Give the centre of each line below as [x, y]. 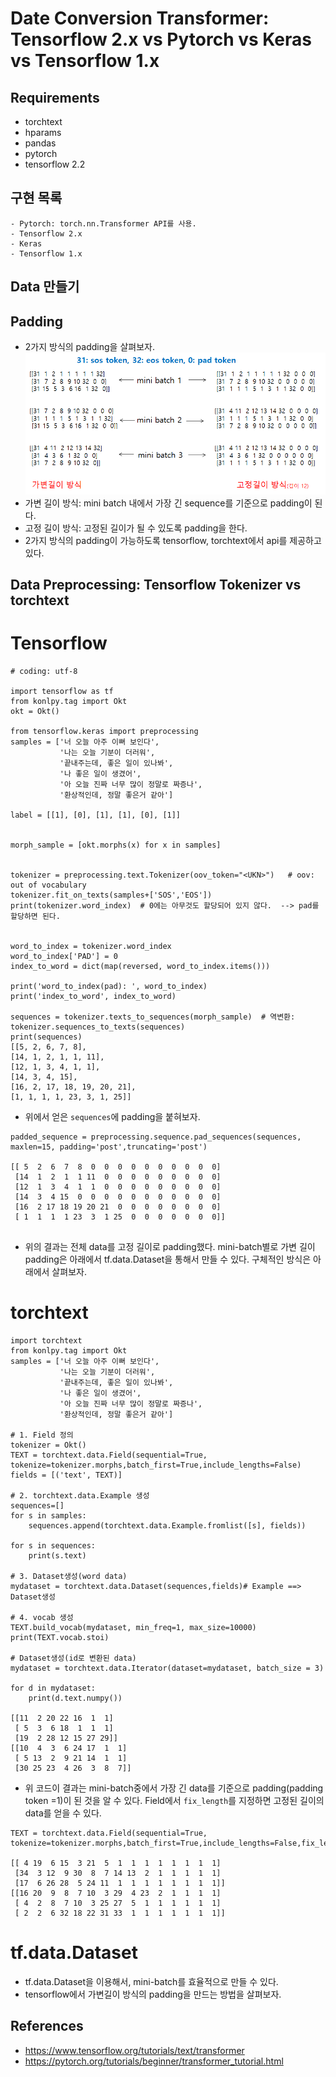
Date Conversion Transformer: [140, 18]
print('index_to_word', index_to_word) [93, 997]
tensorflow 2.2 [55, 164]
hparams [43, 132]
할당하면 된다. [35, 917]
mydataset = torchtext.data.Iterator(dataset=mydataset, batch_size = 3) [167, 1668]
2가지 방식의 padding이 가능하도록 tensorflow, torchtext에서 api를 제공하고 [173, 540]
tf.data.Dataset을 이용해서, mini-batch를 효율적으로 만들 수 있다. [151, 1982]
